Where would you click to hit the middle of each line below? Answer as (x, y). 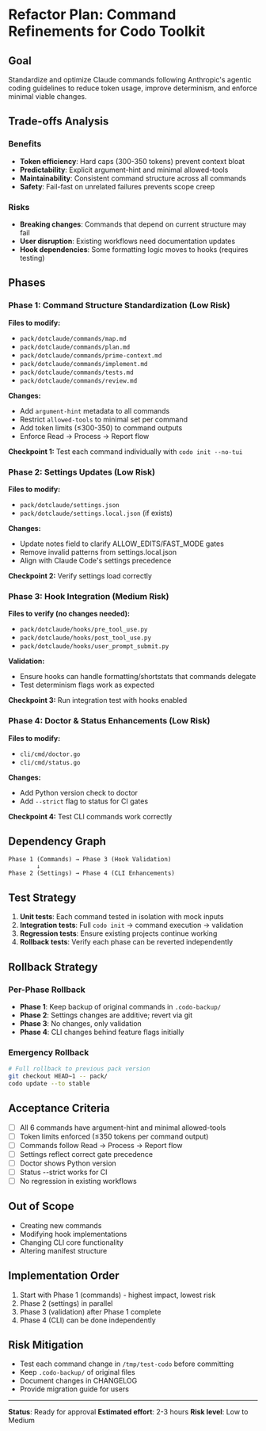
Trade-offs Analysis (59, 122)
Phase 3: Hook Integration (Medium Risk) (89, 596)
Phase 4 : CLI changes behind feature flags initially (102, 1032)
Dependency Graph (57, 841)
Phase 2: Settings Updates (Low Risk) (82, 471)
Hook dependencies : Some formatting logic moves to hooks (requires (134, 249)
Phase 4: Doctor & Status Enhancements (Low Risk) (109, 721)
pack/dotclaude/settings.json (70, 505)
